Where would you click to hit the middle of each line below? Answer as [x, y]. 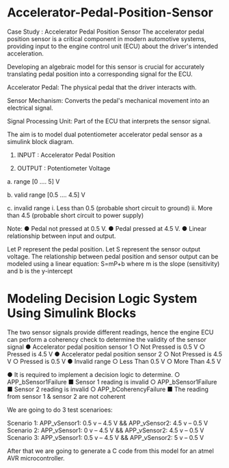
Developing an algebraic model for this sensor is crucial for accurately [106, 66]
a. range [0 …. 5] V [33, 181]
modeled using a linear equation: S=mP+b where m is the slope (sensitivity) [113, 263]
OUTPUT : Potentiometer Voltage [64, 168]
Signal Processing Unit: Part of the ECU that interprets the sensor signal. [109, 121]
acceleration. [26, 53]
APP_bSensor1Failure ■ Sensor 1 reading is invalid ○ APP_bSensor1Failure [112, 382]
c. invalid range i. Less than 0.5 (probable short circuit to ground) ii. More [110, 208]
